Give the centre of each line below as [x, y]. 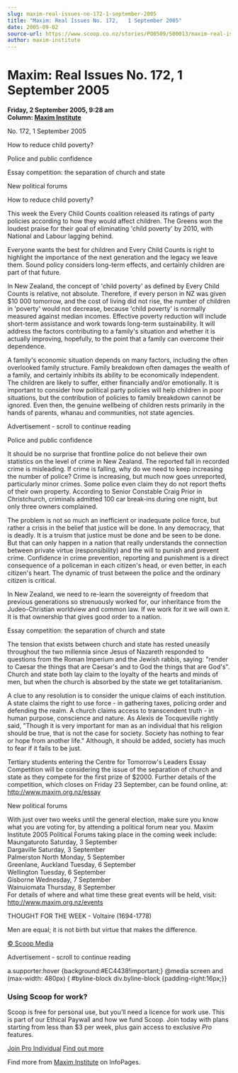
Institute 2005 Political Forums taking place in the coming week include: [112, 835]
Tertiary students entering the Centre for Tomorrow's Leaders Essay [107, 762]
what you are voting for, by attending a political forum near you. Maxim [110, 827]
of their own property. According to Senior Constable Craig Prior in [105, 492]
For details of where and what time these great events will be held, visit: [112, 895]
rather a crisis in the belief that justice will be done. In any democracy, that [116, 528]
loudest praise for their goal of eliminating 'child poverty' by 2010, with [110, 229]
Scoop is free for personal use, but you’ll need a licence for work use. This [116, 1012]
